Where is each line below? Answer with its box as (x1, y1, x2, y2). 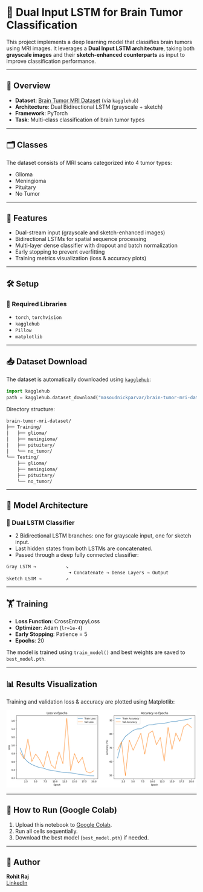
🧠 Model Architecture (6, 501, 89, 511)
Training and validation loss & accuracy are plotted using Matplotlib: (6, 698, 175, 705)
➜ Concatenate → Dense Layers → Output (68, 570, 169, 576)
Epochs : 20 (14, 637, 44, 644)
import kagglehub (6, 388, 50, 394)
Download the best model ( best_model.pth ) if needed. (14, 833, 149, 841)
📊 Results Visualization (6, 679, 98, 689)
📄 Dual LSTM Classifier (6, 518, 75, 527)
